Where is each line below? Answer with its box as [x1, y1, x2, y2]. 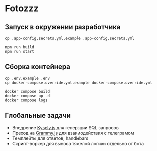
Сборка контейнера [5, 63, 71, 71]
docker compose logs [5, 98, 48, 103]
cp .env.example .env [5, 76, 50, 81]
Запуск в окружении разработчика [5, 23, 121, 31]
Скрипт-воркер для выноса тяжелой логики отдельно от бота [12, 140, 144, 146]
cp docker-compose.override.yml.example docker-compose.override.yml [5, 80, 153, 85]
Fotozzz [5, 3, 39, 14]
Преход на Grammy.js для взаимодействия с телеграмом [12, 130, 134, 136]
